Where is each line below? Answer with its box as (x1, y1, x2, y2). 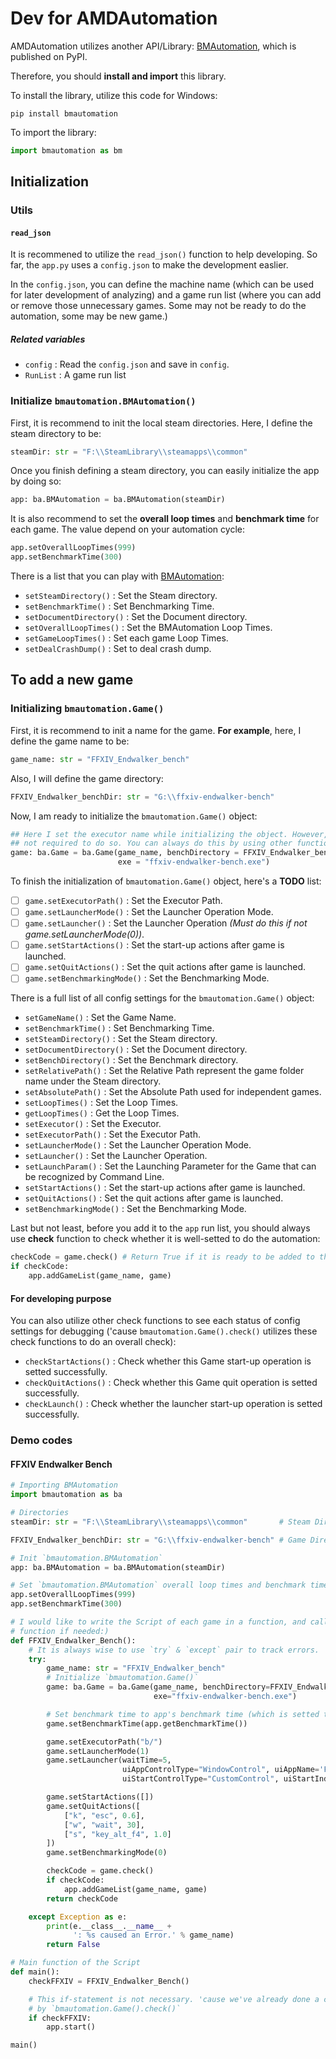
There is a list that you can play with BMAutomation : (10, 570, 225, 582)
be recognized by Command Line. (24, 1171, 165, 1183)
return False (46, 1940, 101, 1950)
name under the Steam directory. (24, 1075, 162, 1087)
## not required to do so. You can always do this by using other (10, 838, 293, 849)
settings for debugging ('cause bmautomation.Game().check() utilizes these (10, 1325, 318, 1337)
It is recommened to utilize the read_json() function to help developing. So (10, 248, 318, 261)
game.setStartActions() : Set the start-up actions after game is (24, 939, 285, 951)
